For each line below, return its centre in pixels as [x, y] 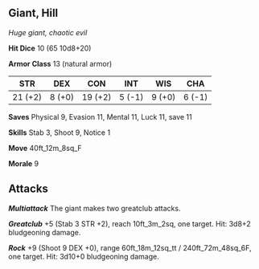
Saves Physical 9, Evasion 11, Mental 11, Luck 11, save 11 [101, 116]
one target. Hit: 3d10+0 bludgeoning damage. [84, 256]
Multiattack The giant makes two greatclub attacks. [95, 208]
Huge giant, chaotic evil [48, 32]
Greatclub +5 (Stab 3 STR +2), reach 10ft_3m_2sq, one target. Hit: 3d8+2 [129, 223]
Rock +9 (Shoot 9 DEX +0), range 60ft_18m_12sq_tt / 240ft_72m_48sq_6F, [130, 247]
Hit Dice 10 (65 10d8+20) [50, 48]
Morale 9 [24, 163]
